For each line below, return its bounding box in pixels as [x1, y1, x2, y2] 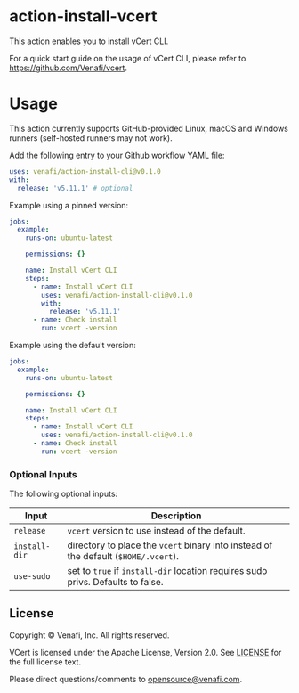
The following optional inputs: [9, 488, 118, 500]
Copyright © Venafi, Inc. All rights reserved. [9, 630, 170, 640]
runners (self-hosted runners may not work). [9, 132, 173, 143]
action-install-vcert [9, 6, 158, 27]
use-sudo [13, 572, 51, 582]
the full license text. [9, 656, 82, 667]
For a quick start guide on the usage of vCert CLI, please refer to [9, 53, 246, 63]
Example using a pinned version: [9, 200, 129, 210]
